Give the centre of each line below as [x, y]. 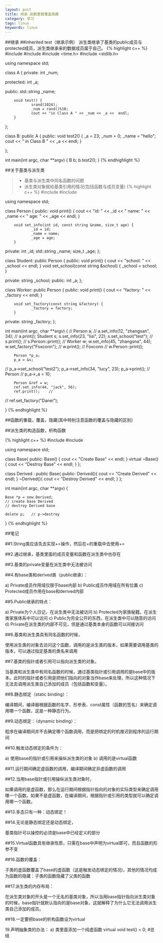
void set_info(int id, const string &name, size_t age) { [74, 225]
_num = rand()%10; [50, 109]
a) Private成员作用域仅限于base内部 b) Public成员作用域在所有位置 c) [74, 585]
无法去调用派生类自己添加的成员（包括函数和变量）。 [57, 684]
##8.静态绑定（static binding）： [37, 694]
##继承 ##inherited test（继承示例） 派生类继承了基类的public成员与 [74, 42]
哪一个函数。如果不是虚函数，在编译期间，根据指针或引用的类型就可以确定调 [82, 796]
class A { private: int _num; [32, 73]
